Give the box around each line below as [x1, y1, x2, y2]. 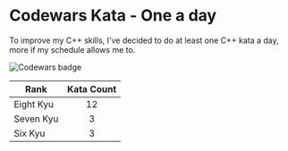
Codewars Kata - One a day [9, 5, 217, 26]
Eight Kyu [13, 97, 54, 110]
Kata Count [66, 82, 117, 95]
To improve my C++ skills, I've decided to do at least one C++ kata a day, [9, 35, 279, 46]
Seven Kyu [13, 113, 59, 125]
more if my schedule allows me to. [9, 44, 136, 55]
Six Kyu [13, 127, 46, 139]
